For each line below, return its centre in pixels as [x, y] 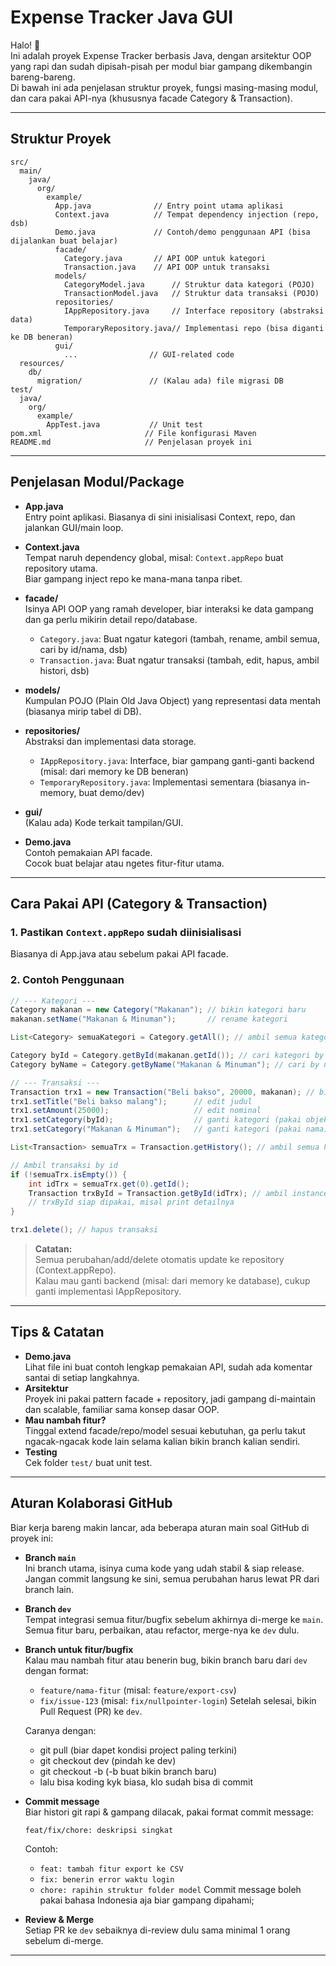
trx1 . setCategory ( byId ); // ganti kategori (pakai [156, 1120]
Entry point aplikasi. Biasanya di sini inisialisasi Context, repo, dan [160, 517]
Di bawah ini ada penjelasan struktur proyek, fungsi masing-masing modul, [164, 87]
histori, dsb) [64, 670]
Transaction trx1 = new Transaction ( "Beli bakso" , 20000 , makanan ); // [162, 1092]
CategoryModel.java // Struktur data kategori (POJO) [189, 284]
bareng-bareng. [43, 77]
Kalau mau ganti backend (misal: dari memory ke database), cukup [172, 1281]
